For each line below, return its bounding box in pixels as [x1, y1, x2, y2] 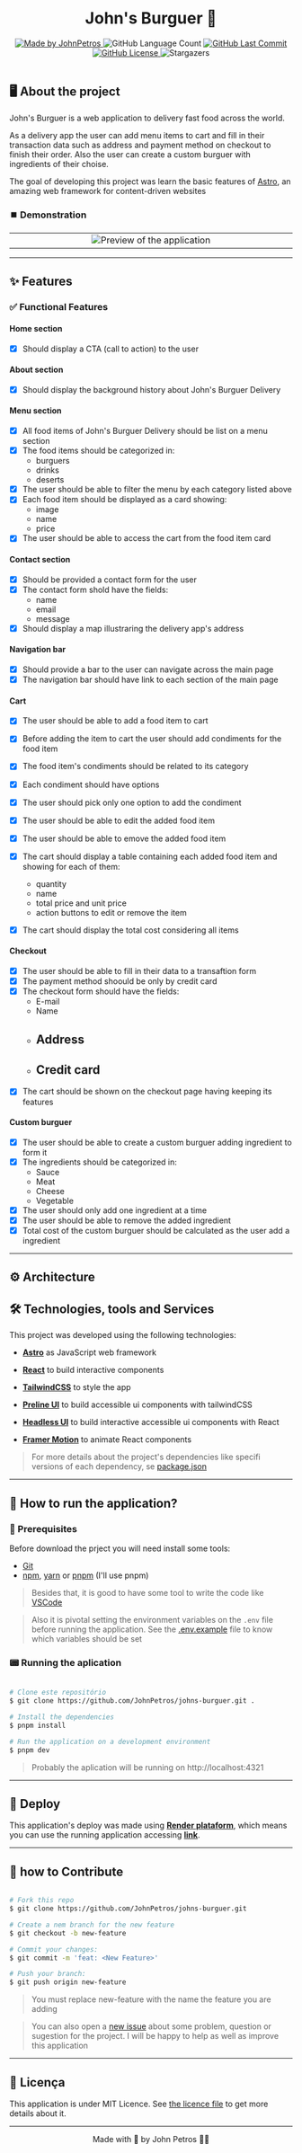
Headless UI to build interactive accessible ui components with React [22, 1417, 280, 1428]
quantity [35, 878, 67, 889]
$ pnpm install [9, 1721, 67, 1730]
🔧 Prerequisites [9, 1522, 78, 1535]
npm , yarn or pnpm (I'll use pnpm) [22, 1570, 149, 1581]
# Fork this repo [9, 1896, 75, 1905]
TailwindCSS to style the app [22, 1382, 132, 1393]
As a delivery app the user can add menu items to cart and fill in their [9, 129, 265, 140]
